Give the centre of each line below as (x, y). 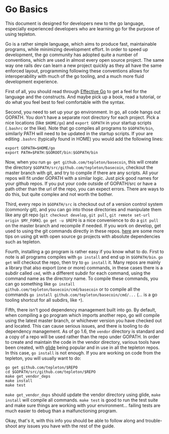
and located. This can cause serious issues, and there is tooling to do (77, 326)
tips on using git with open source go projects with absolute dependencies (83, 236)
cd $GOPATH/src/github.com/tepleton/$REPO (50, 372)
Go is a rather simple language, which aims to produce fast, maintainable (81, 44)
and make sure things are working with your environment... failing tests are (83, 405)
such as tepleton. (23, 242)
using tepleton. (21, 34)
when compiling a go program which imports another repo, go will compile (82, 315)
